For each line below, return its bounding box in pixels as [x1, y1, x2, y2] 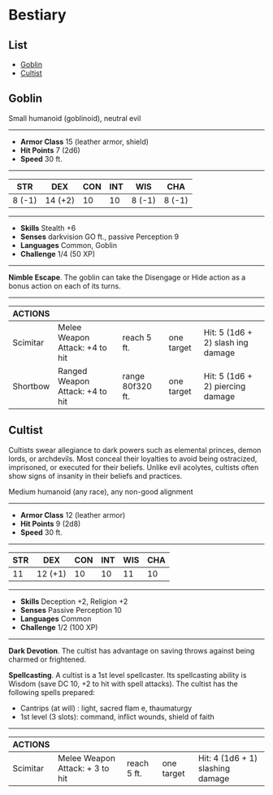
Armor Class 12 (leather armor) [19, 510, 126, 519]
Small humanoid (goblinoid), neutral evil [8, 113, 141, 123]
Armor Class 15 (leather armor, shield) [19, 137, 149, 146]
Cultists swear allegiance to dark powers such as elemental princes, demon [8, 445, 262, 454]
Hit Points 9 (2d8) [19, 519, 81, 528]
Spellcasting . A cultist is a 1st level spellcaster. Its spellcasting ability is [8, 670, 247, 680]
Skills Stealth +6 [19, 223, 76, 232]
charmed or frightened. [8, 654, 87, 664]
